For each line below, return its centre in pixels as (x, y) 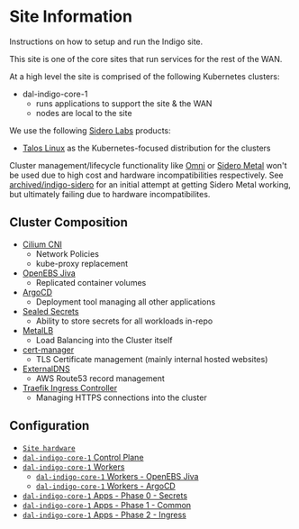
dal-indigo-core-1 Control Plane (83, 457)
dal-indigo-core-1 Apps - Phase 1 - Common (107, 505)
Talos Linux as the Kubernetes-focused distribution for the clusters (146, 148)
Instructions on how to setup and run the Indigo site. (106, 41)
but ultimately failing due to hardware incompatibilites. (110, 194)
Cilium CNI (42, 244)
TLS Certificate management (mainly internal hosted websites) (152, 359)
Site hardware (49, 448)
